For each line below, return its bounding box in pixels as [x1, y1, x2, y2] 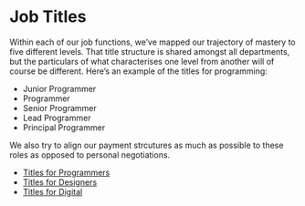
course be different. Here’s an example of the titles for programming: [9, 66, 268, 77]
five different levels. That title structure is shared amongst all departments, [9, 46, 290, 57]
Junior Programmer [22, 83, 97, 94]
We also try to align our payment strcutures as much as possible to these [9, 139, 284, 150]
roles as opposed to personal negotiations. [9, 149, 171, 160]
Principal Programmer [22, 121, 106, 133]
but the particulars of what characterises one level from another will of [9, 56, 275, 67]
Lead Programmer [22, 112, 91, 123]
